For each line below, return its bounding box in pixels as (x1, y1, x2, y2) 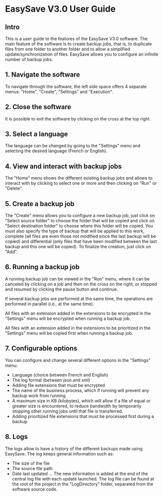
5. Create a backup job (5, 199, 74, 208)
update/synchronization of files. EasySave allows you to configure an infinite (5, 51, 159, 57)
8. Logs (5, 433, 28, 441)
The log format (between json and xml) (12, 377, 91, 383)
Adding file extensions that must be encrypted (12, 382, 106, 388)
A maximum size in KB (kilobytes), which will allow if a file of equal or (12, 397, 151, 403)
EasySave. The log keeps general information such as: (5, 451, 114, 456)
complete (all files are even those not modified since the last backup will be (5, 233, 156, 239)
